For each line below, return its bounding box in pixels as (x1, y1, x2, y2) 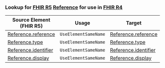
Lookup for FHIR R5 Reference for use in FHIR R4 (5, 4, 123, 11)
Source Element (12, 17, 51, 23)
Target (126, 20, 142, 26)
